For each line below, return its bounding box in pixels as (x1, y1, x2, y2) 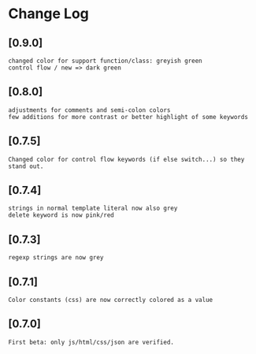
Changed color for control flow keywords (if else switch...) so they (8, 155, 245, 163)
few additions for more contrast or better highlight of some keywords (8, 113, 248, 121)
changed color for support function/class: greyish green (8, 57, 202, 65)
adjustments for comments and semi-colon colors (8, 106, 171, 114)
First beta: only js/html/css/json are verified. (8, 338, 175, 346)
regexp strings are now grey (8, 254, 104, 262)
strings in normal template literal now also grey (8, 204, 178, 213)
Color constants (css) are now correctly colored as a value (8, 296, 213, 304)
